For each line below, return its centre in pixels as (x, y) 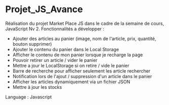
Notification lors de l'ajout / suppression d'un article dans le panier (82, 76)
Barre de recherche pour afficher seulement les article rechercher (81, 71)
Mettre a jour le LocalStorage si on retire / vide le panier (71, 65)
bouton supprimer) (32, 44)
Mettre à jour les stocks (37, 87)
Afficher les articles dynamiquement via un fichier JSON (71, 82)
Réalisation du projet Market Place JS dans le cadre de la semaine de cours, (85, 23)
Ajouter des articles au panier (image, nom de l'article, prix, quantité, (84, 39)
